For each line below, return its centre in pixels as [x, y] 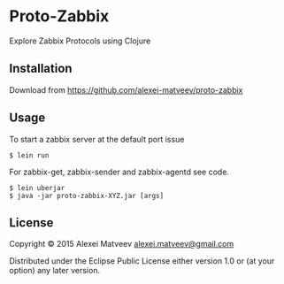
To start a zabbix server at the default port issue [97, 139]
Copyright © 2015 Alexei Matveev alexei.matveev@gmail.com [122, 244]
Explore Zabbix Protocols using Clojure [80, 41]
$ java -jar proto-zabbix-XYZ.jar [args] [87, 196]
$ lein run [29, 155]
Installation [41, 69]
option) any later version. [54, 271]
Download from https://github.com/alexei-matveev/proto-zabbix [126, 89]
